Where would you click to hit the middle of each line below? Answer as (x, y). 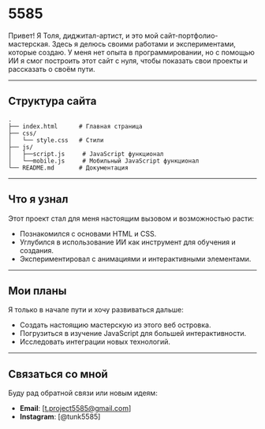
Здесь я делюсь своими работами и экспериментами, (144, 43)
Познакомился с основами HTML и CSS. (88, 233)
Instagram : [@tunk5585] (60, 417)
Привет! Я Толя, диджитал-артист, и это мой (84, 35)
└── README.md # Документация (68, 168)
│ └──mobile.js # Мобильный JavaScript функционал (104, 161)
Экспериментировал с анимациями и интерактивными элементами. (135, 259)
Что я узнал (38, 199)
